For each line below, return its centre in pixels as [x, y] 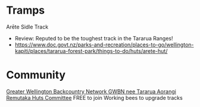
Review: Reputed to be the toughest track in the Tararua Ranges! [94, 38]
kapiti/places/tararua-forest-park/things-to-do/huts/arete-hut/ [91, 51]
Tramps [26, 10]
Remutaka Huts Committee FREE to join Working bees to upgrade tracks [94, 97]
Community [36, 75]
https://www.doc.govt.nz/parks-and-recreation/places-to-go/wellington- [104, 45]
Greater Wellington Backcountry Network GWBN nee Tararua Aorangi [91, 91]
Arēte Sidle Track [27, 27]
